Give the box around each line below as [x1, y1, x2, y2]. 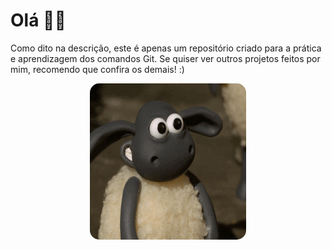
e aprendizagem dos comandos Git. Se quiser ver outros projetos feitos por [10, 52, 321, 64]
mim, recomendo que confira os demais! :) [10, 63, 185, 75]
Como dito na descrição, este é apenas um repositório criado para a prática [10, 42, 322, 54]
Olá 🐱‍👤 [10, 9, 67, 32]
